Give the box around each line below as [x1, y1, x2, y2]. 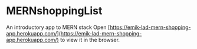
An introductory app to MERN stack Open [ [6, 24, 110, 31]
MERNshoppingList [6, 4, 103, 18]
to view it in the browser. [60, 36, 120, 43]
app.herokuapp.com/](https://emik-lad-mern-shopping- [6, 30, 142, 37]
